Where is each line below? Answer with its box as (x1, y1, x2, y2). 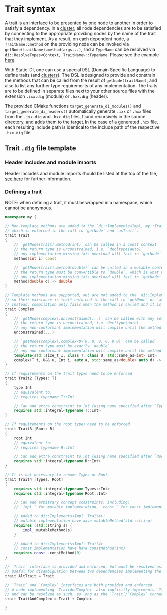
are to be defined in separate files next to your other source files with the (5, 88, 155, 94)
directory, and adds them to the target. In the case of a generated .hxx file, (5, 119, 158, 125)
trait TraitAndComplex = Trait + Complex (5, 596, 92, 602)
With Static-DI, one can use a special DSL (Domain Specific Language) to (5, 66, 156, 73)
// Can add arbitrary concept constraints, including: (14, 500, 130, 505)
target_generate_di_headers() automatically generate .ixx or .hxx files (5, 108, 152, 114)
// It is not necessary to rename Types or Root (5, 472, 108, 478)
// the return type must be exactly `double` (14, 343, 110, 348)
